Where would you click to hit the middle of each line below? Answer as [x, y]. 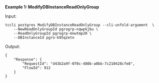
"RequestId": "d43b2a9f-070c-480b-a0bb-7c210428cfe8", [79, 64]
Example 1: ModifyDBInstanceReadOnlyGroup [52, 7]
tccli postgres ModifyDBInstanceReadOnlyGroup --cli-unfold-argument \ [80, 25]
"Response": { [28, 59]
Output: [13, 47]
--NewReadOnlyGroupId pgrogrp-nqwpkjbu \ [56, 29]
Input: [11, 16]
